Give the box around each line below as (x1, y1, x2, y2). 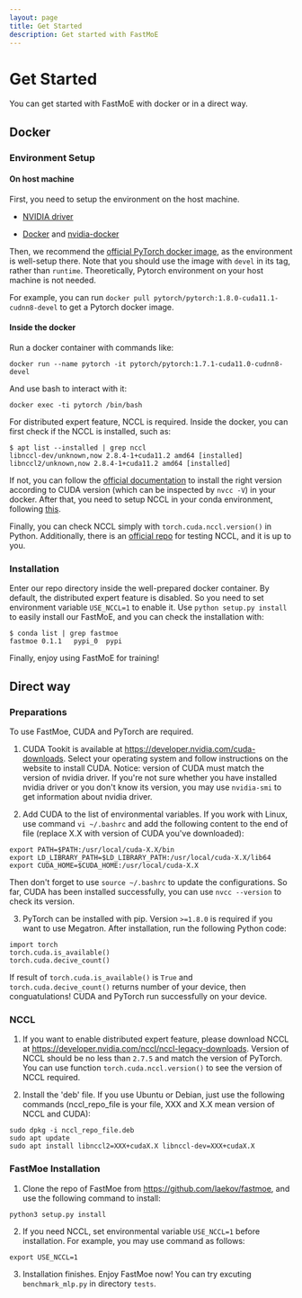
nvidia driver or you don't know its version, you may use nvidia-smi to (22, 782, 282, 792)
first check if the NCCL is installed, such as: (9, 426, 172, 437)
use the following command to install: (22, 1193, 161, 1204)
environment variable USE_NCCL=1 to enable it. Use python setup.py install (9, 602, 288, 613)
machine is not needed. (9, 274, 96, 285)
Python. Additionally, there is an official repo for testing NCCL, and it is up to (9, 531, 292, 542)
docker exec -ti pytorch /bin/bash (9, 401, 143, 410)
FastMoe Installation (9, 1162, 101, 1175)
